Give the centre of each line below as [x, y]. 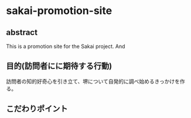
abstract [22, 32]
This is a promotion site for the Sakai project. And [66, 46]
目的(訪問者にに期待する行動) [59, 66]
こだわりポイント [37, 109]
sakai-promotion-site [59, 11]
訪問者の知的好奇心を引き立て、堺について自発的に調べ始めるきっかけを [93, 81]
